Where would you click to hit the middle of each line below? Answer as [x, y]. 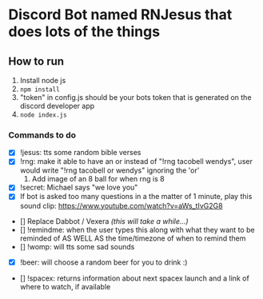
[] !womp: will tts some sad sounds [77, 246]
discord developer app [57, 106]
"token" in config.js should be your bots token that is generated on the [135, 97]
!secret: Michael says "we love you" [79, 187]
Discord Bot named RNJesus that [120, 15]
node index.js [43, 115]
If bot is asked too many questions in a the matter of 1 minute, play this [136, 197]
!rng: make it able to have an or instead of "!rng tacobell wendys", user [136, 161]
